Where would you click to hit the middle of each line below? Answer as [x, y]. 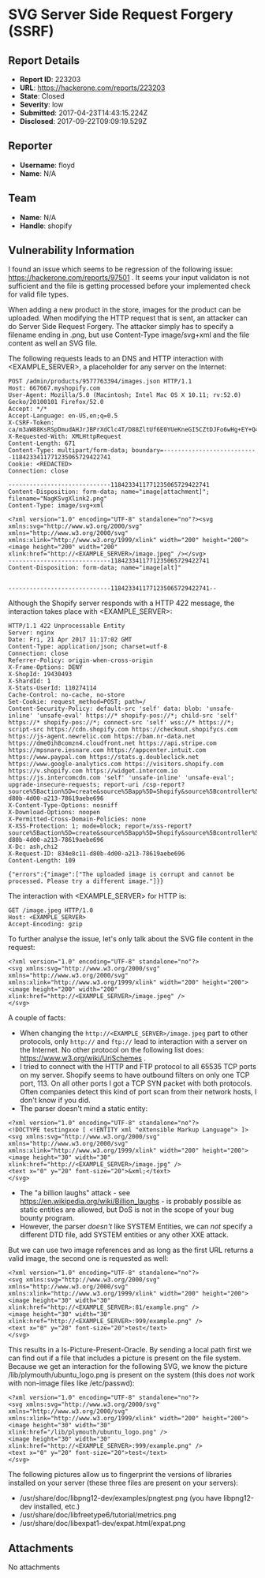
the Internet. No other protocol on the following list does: [112, 1050]
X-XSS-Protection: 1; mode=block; [65, 826]
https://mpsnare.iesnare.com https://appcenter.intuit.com [107, 750]
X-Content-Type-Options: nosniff [63, 806]
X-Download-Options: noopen [54, 813]
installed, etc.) [57, 1507]
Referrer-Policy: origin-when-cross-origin [81, 660]
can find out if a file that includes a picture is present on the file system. [125, 1358]
